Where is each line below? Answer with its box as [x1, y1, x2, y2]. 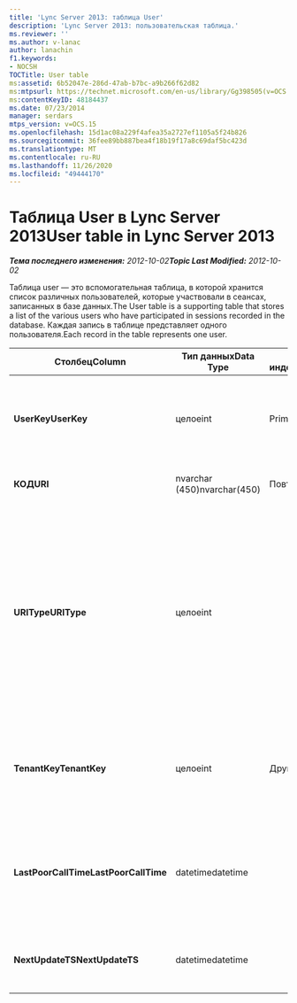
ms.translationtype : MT [9, 144, 97, 153]
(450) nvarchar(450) [175, 483, 261, 496]
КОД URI [13, 478, 49, 490]
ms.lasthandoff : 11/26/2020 [9, 161, 113, 170]
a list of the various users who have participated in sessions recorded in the [9, 311, 286, 321]
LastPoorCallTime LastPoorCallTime [13, 867, 168, 879]
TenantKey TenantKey [13, 762, 107, 775]
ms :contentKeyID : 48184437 [9, 95, 109, 104]
